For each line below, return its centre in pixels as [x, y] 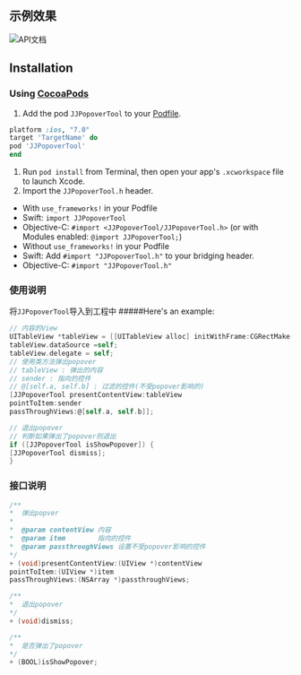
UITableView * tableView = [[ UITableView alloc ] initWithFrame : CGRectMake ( [152, 337]
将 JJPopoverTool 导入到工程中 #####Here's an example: [112, 311]
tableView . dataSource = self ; [64, 345]
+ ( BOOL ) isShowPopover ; [54, 662]
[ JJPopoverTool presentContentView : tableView [95, 395]
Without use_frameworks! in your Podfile [96, 246]
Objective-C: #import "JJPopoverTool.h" [97, 265]
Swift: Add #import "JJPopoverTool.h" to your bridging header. [138, 255]
